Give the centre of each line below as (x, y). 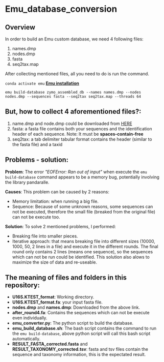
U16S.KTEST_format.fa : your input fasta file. (57, 302)
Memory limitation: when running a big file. (55, 201)
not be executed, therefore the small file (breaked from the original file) (84, 211)
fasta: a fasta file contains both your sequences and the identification (82, 128)
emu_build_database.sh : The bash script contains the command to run (84, 329)
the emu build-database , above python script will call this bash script (81, 333)
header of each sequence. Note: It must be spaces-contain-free (78, 134)
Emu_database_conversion (61, 9)
